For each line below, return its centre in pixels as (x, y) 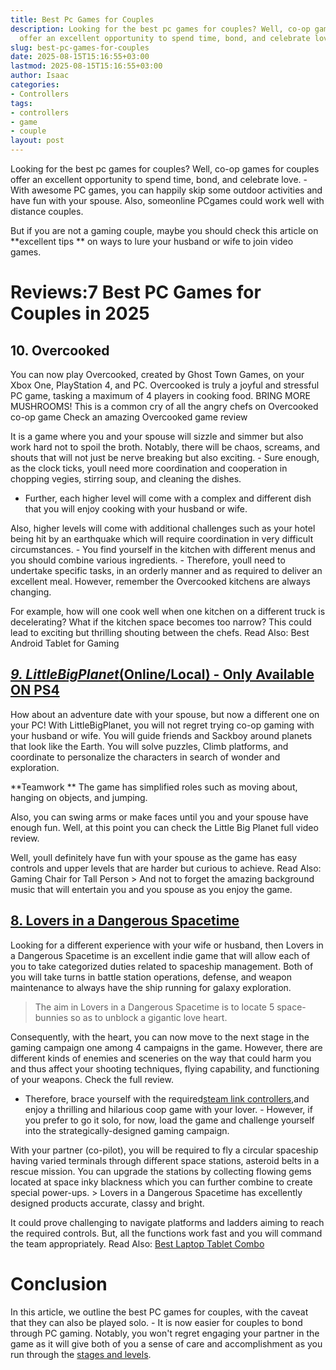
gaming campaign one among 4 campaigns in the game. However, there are (166, 1047)
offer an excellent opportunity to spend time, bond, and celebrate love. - (159, 179)
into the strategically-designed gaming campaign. (127, 1130)
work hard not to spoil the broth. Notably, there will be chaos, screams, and (165, 447)
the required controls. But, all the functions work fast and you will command (166, 1233)
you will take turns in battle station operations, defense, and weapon (151, 977)
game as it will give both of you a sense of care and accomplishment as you (166, 1343)
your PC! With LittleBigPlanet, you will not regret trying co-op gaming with (162, 725)
